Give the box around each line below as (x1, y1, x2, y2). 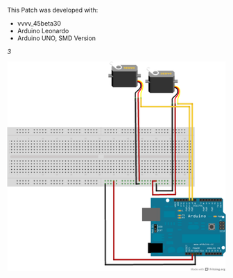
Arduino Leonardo (17, 27, 69, 35)
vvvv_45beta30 (17, 19, 61, 27)
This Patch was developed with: (7, 6, 98, 14)
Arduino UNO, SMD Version (17, 34, 96, 42)
